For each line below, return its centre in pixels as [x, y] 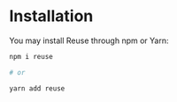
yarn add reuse [37, 88]
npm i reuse [31, 56]
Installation [51, 16]
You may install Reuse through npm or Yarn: [89, 40]
